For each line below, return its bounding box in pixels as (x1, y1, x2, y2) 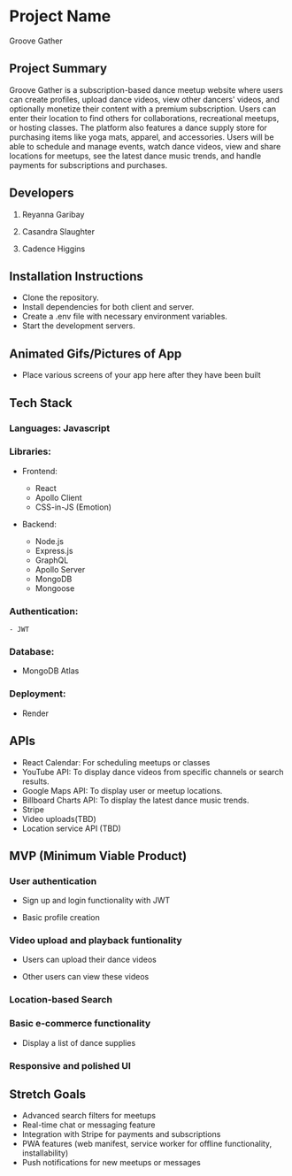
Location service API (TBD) (21, 823, 121, 834)
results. (21, 776, 50, 787)
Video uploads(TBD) (21, 813, 97, 824)
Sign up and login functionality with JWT (21, 895, 171, 906)
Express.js (35, 545, 73, 556)
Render (21, 708, 50, 719)
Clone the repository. (21, 292, 99, 303)
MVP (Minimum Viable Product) (9, 848, 188, 864)
